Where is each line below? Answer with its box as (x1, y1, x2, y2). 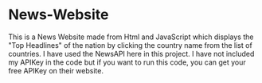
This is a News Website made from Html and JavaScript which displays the (8, 32, 254, 41)
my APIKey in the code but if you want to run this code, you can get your (8, 57, 247, 67)
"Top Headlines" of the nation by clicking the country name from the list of (8, 40, 252, 49)
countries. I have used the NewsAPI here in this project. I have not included (8, 49, 255, 58)
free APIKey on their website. (8, 65, 104, 75)
